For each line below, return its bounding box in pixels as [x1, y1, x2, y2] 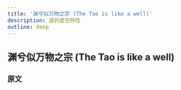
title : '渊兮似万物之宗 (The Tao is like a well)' [7, 10, 153, 18]
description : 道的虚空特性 [7, 17, 81, 24]
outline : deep [7, 23, 50, 30]
